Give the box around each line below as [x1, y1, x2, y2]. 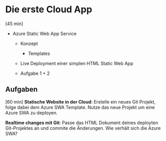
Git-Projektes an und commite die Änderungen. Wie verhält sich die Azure [5, 125, 161, 131]
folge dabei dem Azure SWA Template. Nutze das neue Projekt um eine [5, 104, 155, 110]
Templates [28, 50, 50, 56]
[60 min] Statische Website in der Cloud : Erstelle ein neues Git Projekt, [5, 98, 156, 105]
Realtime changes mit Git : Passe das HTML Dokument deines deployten [5, 119, 158, 126]
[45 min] [5, 21, 23, 27]
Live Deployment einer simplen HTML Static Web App [20, 60, 134, 66]
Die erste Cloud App [5, 4, 92, 15]
